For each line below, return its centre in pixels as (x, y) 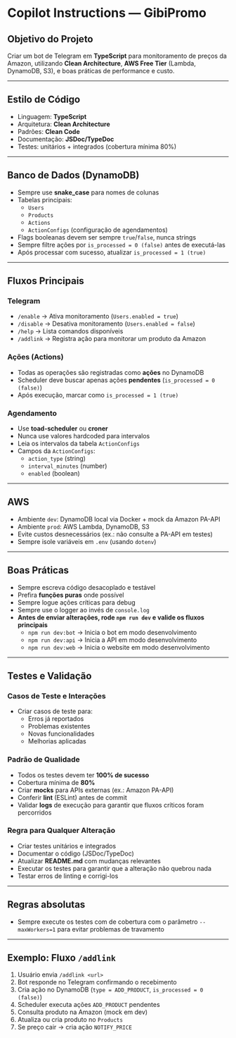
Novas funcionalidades (61, 734)
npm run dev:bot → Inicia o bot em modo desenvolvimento (112, 632)
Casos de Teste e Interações (57, 696)
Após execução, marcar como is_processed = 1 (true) (98, 395)
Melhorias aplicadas (57, 741)
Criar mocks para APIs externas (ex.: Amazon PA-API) (96, 790)
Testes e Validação (50, 675)
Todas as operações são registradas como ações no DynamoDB (111, 372)
